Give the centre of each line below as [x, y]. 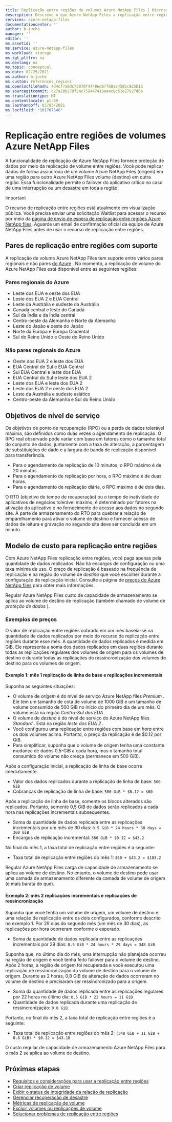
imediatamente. [22, 772]
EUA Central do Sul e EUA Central [48, 367]
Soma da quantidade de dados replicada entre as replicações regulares [88, 991]
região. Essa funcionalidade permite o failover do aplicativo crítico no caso [84, 182]
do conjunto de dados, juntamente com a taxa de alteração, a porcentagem [85, 445]
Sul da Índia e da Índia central [44, 315]
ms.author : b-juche [26, 77]
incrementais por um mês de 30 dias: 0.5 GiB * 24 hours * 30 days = [87, 828]
